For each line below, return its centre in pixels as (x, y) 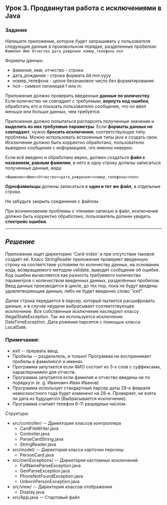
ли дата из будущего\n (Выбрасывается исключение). (70, 398)
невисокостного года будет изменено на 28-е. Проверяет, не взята (84, 393)
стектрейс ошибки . (26, 221)
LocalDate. (16, 327)
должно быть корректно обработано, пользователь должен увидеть (78, 216)
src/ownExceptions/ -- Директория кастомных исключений (75, 460)
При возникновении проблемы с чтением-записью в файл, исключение (82, 211)
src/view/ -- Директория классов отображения (62, 487)
